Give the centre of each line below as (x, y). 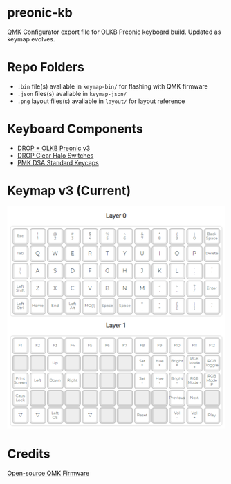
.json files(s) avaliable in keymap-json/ (72, 93)
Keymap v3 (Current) (69, 191)
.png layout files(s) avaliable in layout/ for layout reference (101, 101)
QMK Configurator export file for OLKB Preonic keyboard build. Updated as (114, 32)
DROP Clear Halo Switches (55, 155)
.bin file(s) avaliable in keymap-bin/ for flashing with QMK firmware (113, 86)
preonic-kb (40, 13)
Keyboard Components (75, 129)
